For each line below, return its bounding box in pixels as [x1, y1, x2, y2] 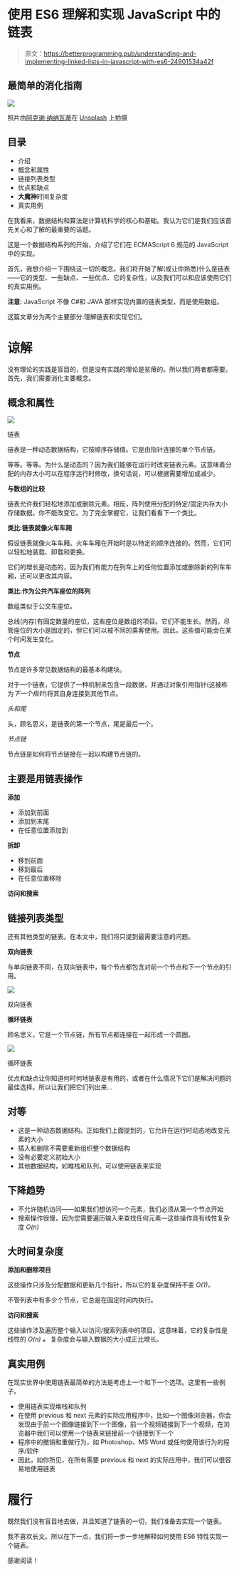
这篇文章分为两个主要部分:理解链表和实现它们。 [7, 312, 147, 321]
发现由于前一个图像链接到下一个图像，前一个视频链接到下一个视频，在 [17, 1420, 224, 1429]
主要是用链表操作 [7, 772, 83, 784]
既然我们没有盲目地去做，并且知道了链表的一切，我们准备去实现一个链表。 [7, 1517, 225, 1525]
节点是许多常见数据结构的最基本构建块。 [7, 665, 126, 674]
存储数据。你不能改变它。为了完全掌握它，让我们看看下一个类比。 [7, 509, 201, 517]
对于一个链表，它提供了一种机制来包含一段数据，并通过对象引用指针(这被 [7, 680, 222, 689]
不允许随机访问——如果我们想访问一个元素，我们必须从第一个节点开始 [17, 1205, 224, 1213]
